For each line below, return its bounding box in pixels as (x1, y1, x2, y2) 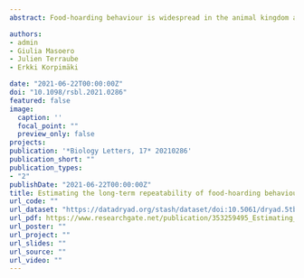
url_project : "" (9, 230, 71, 239)
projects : (9, 138, 47, 147)
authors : (9, 29, 43, 39)
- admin (9, 38, 39, 47)
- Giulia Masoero (9, 46, 75, 55)
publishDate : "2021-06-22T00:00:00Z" (9, 180, 152, 190)
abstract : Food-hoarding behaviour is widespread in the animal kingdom (9, 13, 290, 23)
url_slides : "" (9, 238, 67, 248)
